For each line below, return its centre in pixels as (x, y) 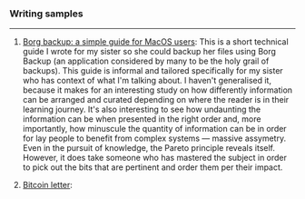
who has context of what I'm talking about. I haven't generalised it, (147, 81)
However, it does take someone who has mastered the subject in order (155, 158)
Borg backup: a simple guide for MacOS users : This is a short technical (155, 42)
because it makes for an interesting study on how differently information (157, 90)
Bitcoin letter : (47, 185)
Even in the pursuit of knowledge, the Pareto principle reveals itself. (148, 148)
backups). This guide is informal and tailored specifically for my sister (152, 71)
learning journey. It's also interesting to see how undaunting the (142, 109)
